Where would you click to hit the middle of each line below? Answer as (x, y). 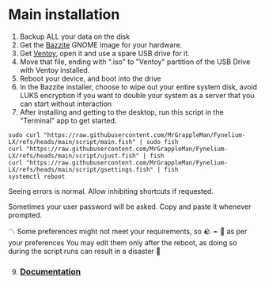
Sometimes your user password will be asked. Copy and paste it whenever (130, 206)
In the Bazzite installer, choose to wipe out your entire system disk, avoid (138, 87)
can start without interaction (66, 104)
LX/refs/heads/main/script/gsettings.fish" (81, 169)
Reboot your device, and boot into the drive (91, 78)
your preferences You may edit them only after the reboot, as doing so (123, 242)
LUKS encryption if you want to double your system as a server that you (137, 95)
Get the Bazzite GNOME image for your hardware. (101, 44)
